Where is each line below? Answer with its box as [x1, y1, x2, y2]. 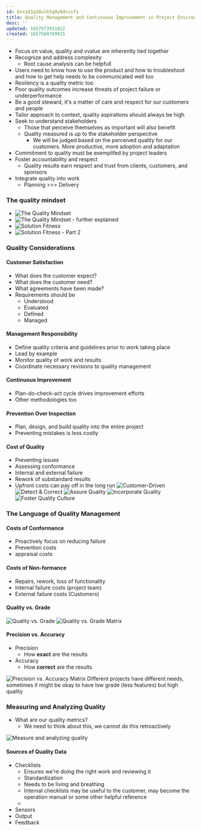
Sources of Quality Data [6, 748, 67, 755]
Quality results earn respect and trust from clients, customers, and [23, 162, 188, 170]
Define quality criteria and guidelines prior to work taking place [14, 343, 170, 350]
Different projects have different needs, [87, 675, 184, 682]
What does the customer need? [14, 278, 93, 285]
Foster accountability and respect [14, 156, 98, 163]
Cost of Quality [6, 443, 45, 450]
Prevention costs [14, 544, 57, 551]
